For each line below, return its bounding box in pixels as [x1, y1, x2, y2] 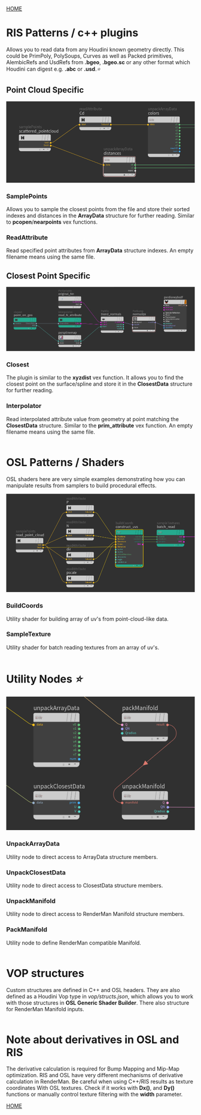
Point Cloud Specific [6, 85, 84, 95]
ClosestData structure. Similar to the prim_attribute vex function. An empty [6, 422, 193, 429]
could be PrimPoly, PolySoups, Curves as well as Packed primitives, [6, 52, 173, 59]
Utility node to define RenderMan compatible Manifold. [6, 939, 142, 946]
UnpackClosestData [6, 868, 66, 876]
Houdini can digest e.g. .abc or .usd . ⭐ [6, 65, 100, 73]
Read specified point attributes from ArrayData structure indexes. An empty [6, 247, 194, 254]
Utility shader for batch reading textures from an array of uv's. [6, 644, 160, 651]
